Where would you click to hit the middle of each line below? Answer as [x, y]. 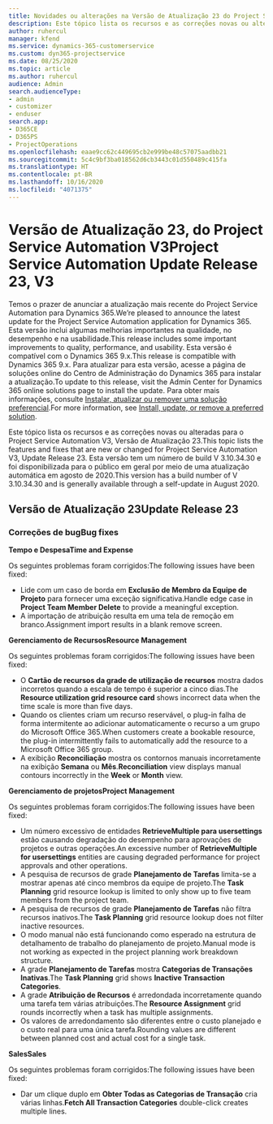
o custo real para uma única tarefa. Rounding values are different [128, 1030]
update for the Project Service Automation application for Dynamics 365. [130, 321]
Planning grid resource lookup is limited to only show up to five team [136, 892]
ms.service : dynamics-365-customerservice [81, 46]
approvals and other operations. [74, 866]
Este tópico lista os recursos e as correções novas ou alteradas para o [126, 432]
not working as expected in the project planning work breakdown [129, 952]
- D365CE [23, 129]
